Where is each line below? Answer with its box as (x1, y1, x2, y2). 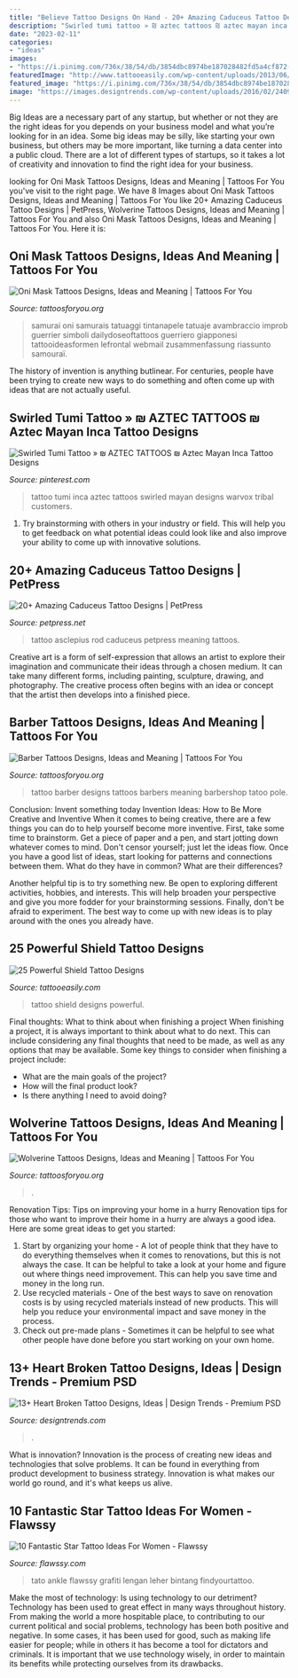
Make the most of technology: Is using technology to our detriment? (9, 1593, 257, 1603)
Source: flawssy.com (9, 1558, 87, 1568)
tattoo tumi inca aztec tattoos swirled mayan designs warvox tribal (30, 491, 274, 502)
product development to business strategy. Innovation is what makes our (9, 1469, 275, 1479)
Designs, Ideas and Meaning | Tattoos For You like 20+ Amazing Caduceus (9, 194, 283, 205)
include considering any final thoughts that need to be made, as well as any (9, 1035, 286, 1046)
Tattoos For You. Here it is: (9, 223, 106, 233)
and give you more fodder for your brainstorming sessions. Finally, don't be (9, 897, 285, 907)
